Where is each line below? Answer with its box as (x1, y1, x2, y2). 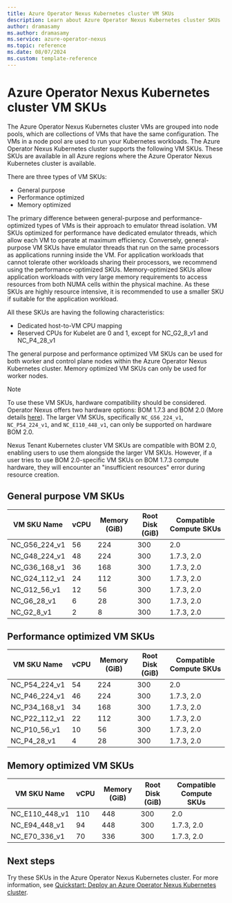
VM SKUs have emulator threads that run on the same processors (32, 243, 220, 251)
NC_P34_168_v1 (10, 703, 66, 712)
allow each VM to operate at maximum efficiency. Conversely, (7, 236, 183, 244)
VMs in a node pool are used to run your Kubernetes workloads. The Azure (7, 137, 220, 145)
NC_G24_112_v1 (10, 573, 66, 583)
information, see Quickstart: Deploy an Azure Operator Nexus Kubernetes (7, 880, 216, 888)
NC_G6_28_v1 (10, 596, 57, 605)
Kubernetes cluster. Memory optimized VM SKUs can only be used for (7, 364, 207, 372)
